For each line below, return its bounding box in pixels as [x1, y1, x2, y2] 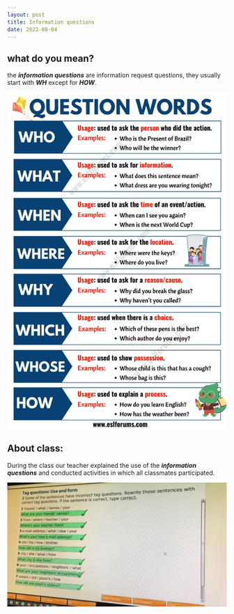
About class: [7, 443, 64, 455]
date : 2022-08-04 [7, 26, 58, 33]
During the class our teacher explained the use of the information [7, 461, 197, 469]
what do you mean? [7, 52, 94, 64]
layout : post [7, 11, 45, 18]
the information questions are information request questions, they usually [7, 71, 221, 79]
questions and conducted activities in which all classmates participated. [7, 469, 215, 477]
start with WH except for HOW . [7, 79, 97, 87]
